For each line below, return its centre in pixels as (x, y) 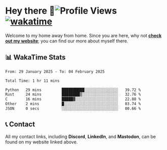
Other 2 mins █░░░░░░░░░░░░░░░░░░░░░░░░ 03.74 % (73, 104)
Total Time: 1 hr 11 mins (32, 81)
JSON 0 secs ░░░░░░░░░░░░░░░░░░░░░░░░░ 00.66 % (73, 109)
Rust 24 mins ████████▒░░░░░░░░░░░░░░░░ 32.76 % (73, 94)
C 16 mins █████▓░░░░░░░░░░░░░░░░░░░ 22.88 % (73, 99)
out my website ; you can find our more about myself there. (67, 41)
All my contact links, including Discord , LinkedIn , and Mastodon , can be (81, 136)
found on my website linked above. (42, 142)
